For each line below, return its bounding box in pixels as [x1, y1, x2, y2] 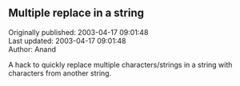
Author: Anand [8, 44, 57, 54]
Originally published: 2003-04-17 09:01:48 [8, 27, 149, 37]
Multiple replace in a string [8, 6, 144, 20]
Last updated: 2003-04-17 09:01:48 [8, 36, 126, 45]
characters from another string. [8, 68, 112, 78]
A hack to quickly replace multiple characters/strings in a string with [8, 60, 233, 69]
